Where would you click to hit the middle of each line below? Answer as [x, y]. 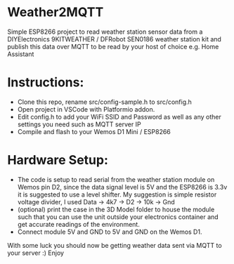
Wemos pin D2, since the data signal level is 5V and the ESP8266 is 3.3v [122, 187]
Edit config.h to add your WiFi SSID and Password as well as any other [119, 117]
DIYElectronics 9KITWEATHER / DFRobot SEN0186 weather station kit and [114, 39]
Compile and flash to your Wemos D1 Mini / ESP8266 [94, 131]
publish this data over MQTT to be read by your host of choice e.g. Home [113, 46]
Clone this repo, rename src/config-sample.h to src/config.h [104, 102]
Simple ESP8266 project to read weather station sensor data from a [105, 32]
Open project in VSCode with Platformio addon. [86, 109]
